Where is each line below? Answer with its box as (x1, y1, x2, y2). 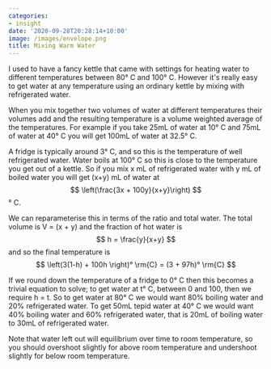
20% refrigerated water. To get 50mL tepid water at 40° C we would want (8, 301, 254, 311)
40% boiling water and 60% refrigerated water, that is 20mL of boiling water (8, 310, 264, 320)
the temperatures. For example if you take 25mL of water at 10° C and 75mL (8, 123, 261, 132)
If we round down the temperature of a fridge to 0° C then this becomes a (8, 275, 254, 285)
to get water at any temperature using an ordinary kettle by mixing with (8, 82, 245, 91)
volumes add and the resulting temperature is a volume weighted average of (8, 114, 263, 124)
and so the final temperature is (8, 247, 111, 257)
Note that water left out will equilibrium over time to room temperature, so (8, 334, 253, 344)
